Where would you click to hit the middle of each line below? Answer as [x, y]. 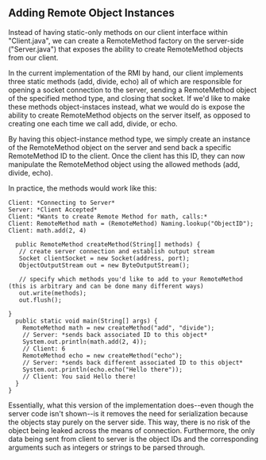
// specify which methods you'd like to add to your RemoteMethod [131, 279]
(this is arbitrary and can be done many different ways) [106, 286]
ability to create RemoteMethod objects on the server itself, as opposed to [129, 115]
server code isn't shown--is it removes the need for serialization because [128, 413]
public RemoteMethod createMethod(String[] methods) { [108, 244]
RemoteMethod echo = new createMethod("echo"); [102, 356]
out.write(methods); [53, 293]
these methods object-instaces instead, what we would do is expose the [127, 106]
